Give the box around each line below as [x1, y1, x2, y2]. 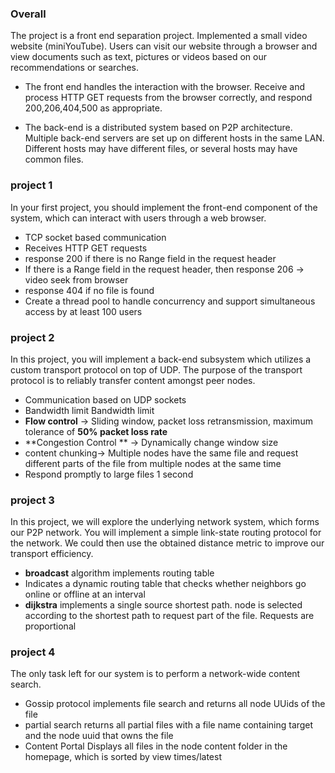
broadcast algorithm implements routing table [24, 567, 215, 579]
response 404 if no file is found [24, 284, 155, 296]
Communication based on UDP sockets [24, 393, 187, 406]
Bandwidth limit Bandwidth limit [24, 404, 155, 416]
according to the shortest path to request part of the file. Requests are [24, 610, 315, 622]
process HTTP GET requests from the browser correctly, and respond [24, 92, 313, 104]
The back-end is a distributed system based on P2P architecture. [24, 122, 293, 134]
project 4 [10, 645, 56, 659]
